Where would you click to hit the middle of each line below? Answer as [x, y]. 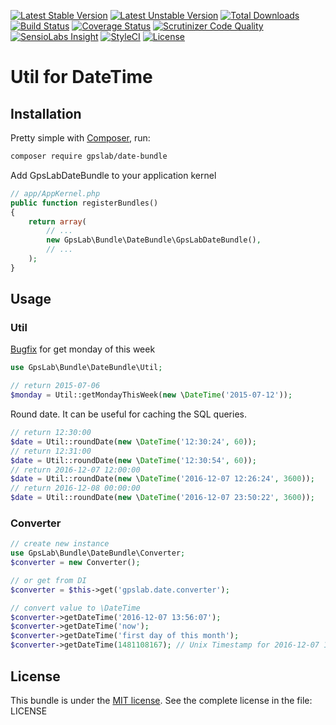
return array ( [57, 221]
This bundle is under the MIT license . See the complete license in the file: [161, 700]
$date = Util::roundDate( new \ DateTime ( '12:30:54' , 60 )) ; [133, 460]
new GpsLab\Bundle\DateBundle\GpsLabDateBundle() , [154, 240]
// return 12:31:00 [51, 451]
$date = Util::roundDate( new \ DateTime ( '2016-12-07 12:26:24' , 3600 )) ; [162, 479]
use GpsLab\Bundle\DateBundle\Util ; [86, 368]
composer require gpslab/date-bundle [89, 156]
